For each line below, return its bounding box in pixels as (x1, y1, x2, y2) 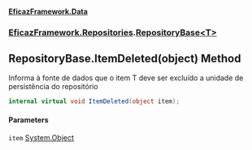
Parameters (8, 114, 49, 125)
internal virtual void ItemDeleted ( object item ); (8, 97, 180, 105)
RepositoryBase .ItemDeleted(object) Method (8, 51, 241, 65)
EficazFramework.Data (8, 6, 88, 16)
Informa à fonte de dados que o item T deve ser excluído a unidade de (8, 73, 244, 83)
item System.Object (8, 133, 75, 143)
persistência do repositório (8, 82, 99, 92)
